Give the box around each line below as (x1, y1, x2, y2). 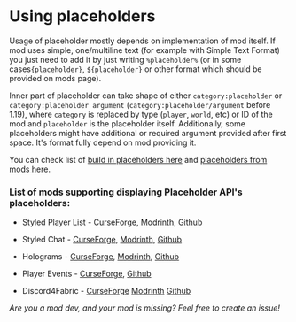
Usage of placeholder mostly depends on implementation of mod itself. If (9, 35, 277, 46)
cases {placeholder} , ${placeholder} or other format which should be (9, 64, 263, 74)
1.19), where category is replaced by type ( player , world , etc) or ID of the (9, 109, 273, 119)
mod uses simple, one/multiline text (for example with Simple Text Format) (9, 44, 281, 55)
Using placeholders (9, 6, 156, 27)
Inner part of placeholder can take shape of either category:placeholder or (9, 90, 283, 101)
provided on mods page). (9, 73, 102, 83)
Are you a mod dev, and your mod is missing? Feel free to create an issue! (9, 303, 281, 313)
